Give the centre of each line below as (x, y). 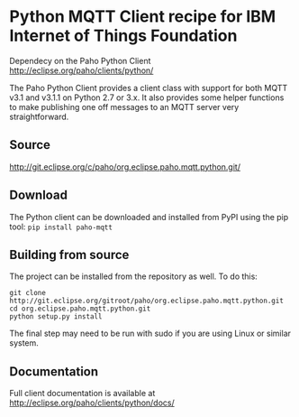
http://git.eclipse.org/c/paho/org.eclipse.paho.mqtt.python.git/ (125, 167)
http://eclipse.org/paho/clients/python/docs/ (92, 403)
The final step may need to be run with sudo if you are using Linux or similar (150, 334)
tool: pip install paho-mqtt (61, 227)
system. (24, 343)
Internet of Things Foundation (123, 36)
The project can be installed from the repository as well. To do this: (134, 276)
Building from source (69, 255)
